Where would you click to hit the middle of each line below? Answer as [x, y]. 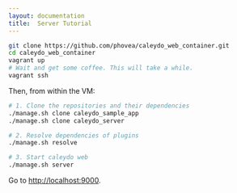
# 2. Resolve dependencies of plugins [74, 135]
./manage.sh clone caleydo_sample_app [74, 113]
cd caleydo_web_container [52, 53]
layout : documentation [47, 16]
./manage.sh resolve [43, 143]
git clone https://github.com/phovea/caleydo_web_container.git [119, 45]
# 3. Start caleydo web [49, 157]
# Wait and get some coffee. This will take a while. [101, 68]
